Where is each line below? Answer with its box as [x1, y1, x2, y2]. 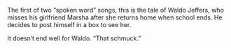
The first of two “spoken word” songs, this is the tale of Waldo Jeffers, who [7, 6, 224, 14]
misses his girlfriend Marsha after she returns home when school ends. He [7, 13, 223, 22]
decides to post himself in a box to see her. [7, 21, 132, 29]
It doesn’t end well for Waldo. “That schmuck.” [7, 34, 141, 42]
